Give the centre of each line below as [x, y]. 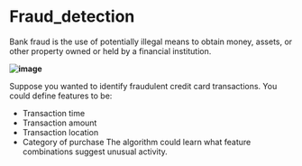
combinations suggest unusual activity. [95, 152]
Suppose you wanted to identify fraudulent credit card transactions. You [143, 86]
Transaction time [54, 113]
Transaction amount [59, 123]
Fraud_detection [72, 17]
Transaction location [60, 132]
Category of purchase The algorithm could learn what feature [137, 142]
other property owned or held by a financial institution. [110, 51]
